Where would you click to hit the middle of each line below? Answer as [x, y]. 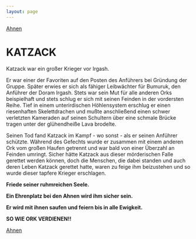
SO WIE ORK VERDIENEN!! [39, 218]
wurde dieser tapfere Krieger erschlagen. [56, 173]
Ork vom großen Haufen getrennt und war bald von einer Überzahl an [90, 148]
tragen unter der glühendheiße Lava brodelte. [61, 124]
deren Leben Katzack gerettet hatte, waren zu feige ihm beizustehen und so [98, 166]
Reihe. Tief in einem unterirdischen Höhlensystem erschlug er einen [88, 105]
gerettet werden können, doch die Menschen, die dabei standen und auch [96, 161]
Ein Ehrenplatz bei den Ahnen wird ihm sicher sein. [70, 196]
